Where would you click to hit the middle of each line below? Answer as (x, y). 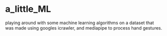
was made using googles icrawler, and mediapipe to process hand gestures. (84, 28)
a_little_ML (28, 9)
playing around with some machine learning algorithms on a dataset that (79, 23)
